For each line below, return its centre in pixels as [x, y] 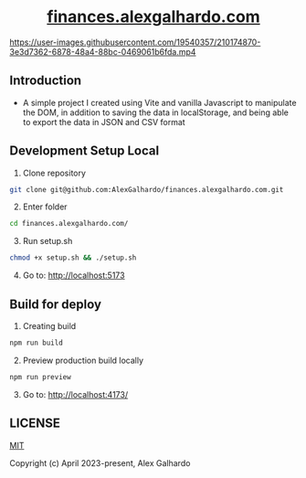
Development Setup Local [84, 151]
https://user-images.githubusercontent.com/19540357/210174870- [135, 42]
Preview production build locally [83, 360]
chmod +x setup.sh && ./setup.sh [73, 258]
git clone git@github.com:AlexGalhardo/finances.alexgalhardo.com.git [147, 189]
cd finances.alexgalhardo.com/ [69, 224]
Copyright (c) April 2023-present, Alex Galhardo [100, 462]
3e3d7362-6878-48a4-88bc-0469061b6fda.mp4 [103, 51]
